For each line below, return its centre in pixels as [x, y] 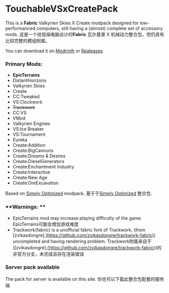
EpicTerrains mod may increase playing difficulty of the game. [77, 218]
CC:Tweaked [26, 96]
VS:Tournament [29, 135]
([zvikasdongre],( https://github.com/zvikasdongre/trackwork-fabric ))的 [87, 247]
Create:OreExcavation [36, 183]
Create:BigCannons [33, 151]
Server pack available [32, 267]
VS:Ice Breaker [28, 129]
